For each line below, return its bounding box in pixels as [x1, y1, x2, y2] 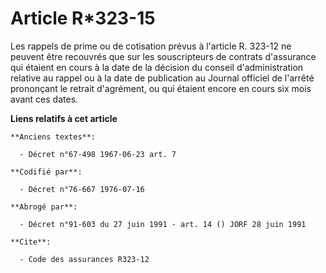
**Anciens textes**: [10, 132, 97, 142]
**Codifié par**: [10, 167, 83, 177]
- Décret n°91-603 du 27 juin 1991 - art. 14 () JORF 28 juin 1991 [19, 219, 307, 229]
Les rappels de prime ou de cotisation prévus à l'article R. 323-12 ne [10, 40, 292, 52]
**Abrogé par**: [10, 202, 78, 212]
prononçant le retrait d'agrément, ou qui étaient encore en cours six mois [10, 82, 312, 94]
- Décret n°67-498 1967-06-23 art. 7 [19, 149, 177, 159]
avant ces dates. [10, 93, 79, 105]
